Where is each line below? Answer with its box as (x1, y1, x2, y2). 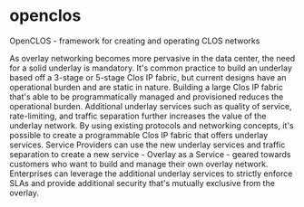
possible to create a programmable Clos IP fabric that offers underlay (9, 129, 269, 140)
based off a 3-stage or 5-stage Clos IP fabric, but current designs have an (9, 71, 287, 82)
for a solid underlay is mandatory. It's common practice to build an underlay (9, 62, 293, 73)
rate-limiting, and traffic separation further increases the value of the (9, 110, 267, 121)
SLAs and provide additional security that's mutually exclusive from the (9, 177, 275, 188)
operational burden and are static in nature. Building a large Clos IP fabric (9, 81, 284, 92)
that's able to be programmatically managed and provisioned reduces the (9, 91, 284, 102)
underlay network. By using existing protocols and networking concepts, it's (9, 119, 294, 131)
